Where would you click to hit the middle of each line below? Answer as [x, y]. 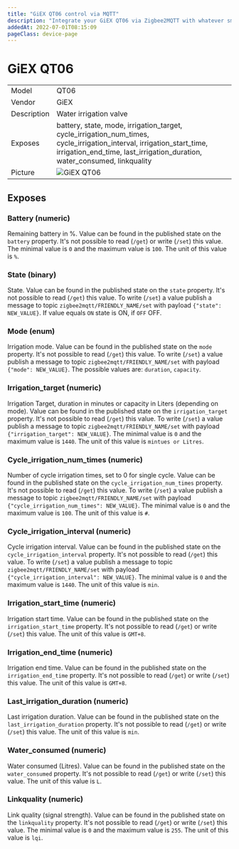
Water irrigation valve [92, 114]
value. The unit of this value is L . [54, 781]
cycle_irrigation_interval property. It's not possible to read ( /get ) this [113, 554]
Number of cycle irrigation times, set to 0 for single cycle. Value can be [111, 475]
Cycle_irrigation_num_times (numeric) [75, 460]
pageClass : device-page [43, 34]
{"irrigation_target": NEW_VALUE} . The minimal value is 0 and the [105, 433]
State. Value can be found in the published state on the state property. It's [116, 290]
